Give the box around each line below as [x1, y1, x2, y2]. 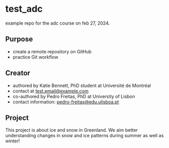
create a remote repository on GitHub [12, 48, 92, 54]
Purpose [5, 35, 33, 44]
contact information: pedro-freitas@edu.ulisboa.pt [12, 98, 119, 105]
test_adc [5, 3, 43, 15]
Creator [5, 69, 31, 77]
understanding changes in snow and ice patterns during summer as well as [5, 133, 164, 139]
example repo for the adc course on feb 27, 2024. [5, 20, 110, 26]
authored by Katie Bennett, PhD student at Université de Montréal [12, 82, 151, 89]
